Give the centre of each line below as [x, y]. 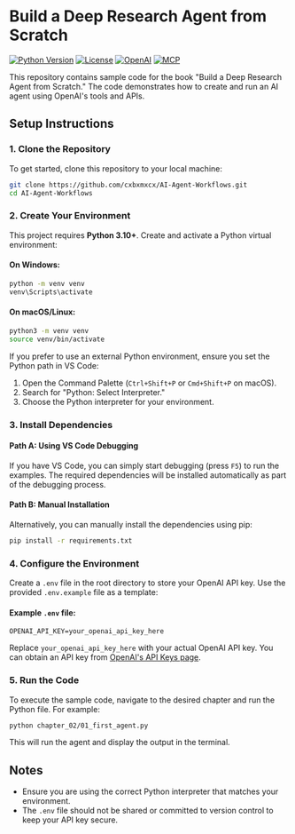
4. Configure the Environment [74, 563]
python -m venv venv [47, 283]
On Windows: [35, 265]
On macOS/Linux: [43, 312]
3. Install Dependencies [61, 425]
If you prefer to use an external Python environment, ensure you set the [140, 356]
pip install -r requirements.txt [71, 540]
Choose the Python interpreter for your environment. [118, 401]
